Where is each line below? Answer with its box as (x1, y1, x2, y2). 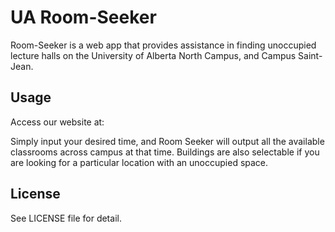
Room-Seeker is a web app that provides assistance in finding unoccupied (10, 39, 317, 51)
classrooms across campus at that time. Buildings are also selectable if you (10, 146, 320, 158)
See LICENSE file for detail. (10, 212, 122, 224)
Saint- (298, 49, 323, 61)
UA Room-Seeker (10, 6, 157, 29)
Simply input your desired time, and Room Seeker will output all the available (10, 135, 325, 147)
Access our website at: (10, 116, 105, 128)
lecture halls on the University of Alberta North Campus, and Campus (10, 49, 297, 61)
